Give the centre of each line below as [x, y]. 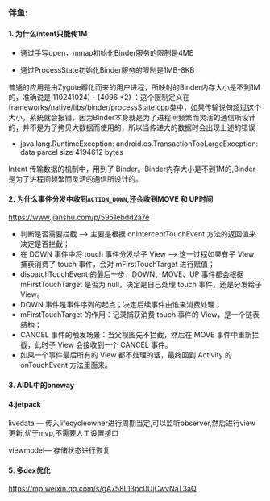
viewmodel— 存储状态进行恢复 [59, 450]
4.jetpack [25, 404]
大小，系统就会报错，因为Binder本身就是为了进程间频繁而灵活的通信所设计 [132, 118]
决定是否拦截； [45, 244]
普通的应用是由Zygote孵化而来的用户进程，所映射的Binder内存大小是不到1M [134, 87]
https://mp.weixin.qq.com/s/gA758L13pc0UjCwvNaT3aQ [102, 489]
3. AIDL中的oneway [42, 385]
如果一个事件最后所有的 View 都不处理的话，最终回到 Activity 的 [126, 355]
